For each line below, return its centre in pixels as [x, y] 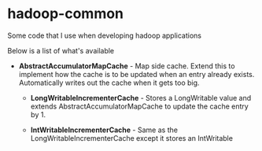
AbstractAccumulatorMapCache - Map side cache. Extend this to [127, 66]
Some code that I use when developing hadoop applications [105, 35]
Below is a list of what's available [61, 50]
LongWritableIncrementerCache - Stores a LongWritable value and [141, 98]
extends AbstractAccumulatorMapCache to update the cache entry [139, 106]
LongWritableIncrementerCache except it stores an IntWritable [132, 138]
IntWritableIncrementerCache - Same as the [104, 130]
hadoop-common [65, 14]
